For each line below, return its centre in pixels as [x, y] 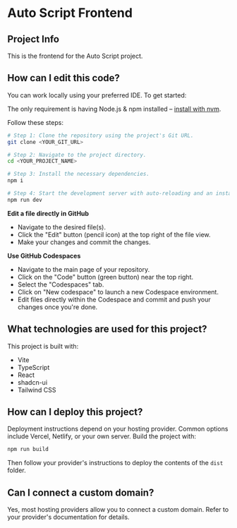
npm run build [28, 450]
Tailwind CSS [37, 390]
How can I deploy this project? [75, 412]
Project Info [34, 39]
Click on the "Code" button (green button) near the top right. [105, 277]
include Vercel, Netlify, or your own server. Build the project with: [102, 436]
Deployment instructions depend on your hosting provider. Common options [118, 429]
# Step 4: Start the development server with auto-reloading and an [110, 193]
